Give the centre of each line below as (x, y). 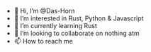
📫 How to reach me (43, 41)
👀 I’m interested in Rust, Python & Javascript (79, 18)
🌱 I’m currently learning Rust (56, 26)
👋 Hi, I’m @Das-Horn (44, 11)
